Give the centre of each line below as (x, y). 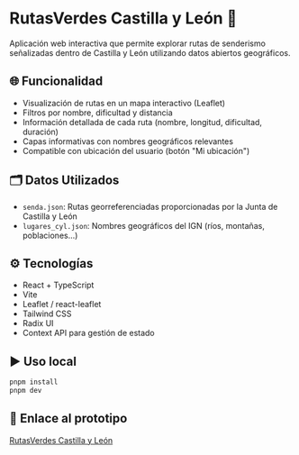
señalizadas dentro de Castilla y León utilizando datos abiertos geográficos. (150, 52)
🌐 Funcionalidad (56, 82)
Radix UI (38, 323)
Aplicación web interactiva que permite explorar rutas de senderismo (137, 43)
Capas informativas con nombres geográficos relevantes (128, 141)
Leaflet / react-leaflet (62, 305)
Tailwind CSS (47, 314)
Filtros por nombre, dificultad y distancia (97, 113)
